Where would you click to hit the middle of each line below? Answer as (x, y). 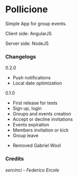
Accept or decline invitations (43, 119)
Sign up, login (27, 108)
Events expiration (31, 125)
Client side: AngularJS (29, 33)
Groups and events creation (42, 114)
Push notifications (32, 78)
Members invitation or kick (41, 130)
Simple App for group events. (36, 24)
